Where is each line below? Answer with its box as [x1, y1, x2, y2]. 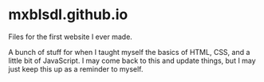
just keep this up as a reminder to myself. [8, 64, 144, 73]
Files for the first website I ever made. [8, 32, 133, 41]
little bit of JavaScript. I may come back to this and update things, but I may [8, 56, 257, 65]
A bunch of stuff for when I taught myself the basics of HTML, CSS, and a [8, 47, 250, 57]
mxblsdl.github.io [8, 6, 128, 24]
